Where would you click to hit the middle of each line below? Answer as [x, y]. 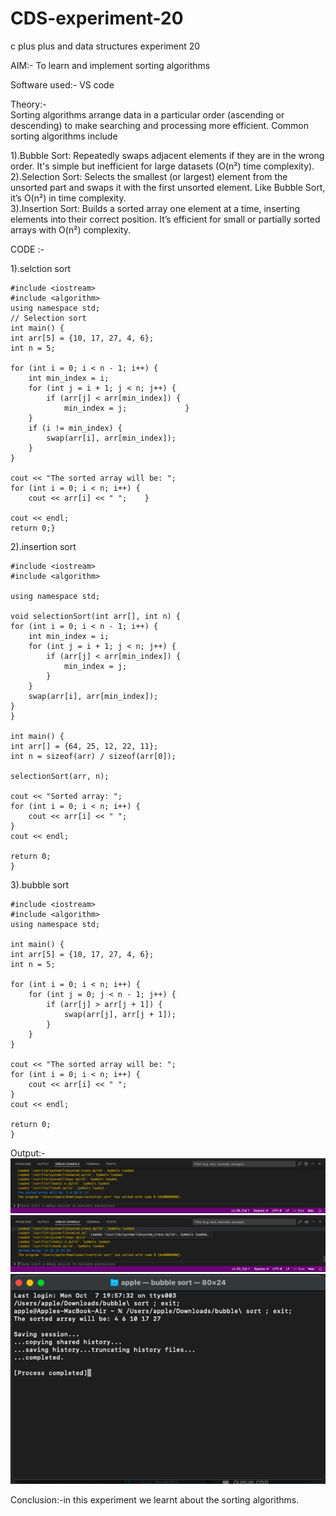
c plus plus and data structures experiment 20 [105, 46]
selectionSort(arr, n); [60, 776]
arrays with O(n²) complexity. [71, 229]
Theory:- [28, 104]
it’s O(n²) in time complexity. [68, 198]
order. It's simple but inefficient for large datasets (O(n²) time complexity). [162, 166]
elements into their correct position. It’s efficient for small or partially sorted [165, 219]
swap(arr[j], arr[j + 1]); [120, 1014]
